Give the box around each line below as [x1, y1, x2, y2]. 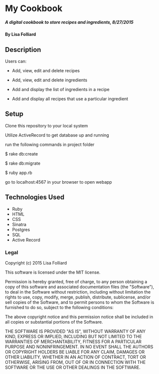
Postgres [12, 226, 30, 233]
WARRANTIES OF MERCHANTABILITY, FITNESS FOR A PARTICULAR [5, 339, 142, 344]
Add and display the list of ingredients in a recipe [12, 86, 110, 92]
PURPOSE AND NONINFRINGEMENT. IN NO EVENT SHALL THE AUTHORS [5, 343, 154, 349]
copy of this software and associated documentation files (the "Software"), [5, 284, 155, 290]
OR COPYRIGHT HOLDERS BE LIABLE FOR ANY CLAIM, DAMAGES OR [5, 349, 145, 355]
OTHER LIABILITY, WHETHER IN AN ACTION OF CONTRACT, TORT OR [5, 354, 146, 360]
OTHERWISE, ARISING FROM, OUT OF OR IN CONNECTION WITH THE [5, 359, 146, 365]
